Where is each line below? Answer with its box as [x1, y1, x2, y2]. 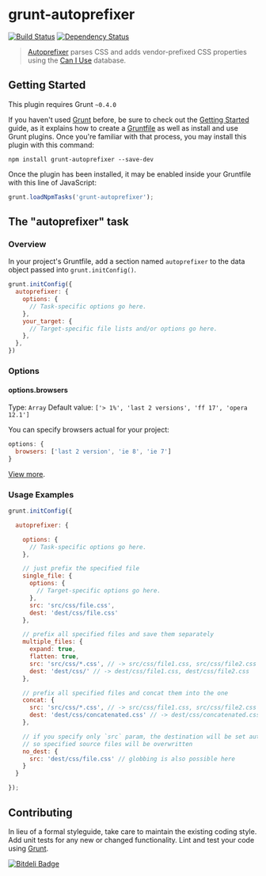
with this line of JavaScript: [8, 177, 97, 187]
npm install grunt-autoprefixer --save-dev [8, 155, 154, 163]
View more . [8, 469, 46, 478]
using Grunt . [8, 844, 49, 853]
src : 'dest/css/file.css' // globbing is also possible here [28, 755, 236, 763]
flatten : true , [28, 653, 80, 661]
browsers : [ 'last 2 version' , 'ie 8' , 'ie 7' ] [15, 448, 172, 456]
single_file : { [22, 572, 73, 580]
